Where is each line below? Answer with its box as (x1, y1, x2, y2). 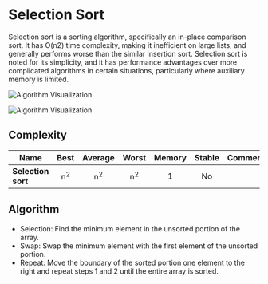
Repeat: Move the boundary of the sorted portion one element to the (19, 258, 246, 267)
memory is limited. (8, 74, 69, 84)
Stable (194, 152, 219, 163)
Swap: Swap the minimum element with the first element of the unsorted (19, 241, 258, 250)
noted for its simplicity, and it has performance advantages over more (8, 57, 238, 67)
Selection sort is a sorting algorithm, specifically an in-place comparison (8, 32, 246, 41)
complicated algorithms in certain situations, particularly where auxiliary (8, 65, 245, 75)
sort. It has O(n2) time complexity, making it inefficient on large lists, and (8, 40, 246, 49)
